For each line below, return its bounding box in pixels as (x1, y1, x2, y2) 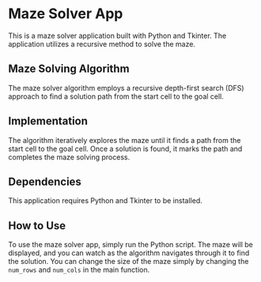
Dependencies (8, 175, 81, 188)
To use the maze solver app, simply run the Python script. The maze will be (8, 240, 253, 250)
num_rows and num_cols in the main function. (8, 265, 150, 275)
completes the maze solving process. (8, 152, 130, 162)
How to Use (8, 219, 66, 232)
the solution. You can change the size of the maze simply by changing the (8, 257, 249, 266)
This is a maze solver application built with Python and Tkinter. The (8, 31, 227, 40)
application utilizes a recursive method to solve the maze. (8, 39, 196, 48)
